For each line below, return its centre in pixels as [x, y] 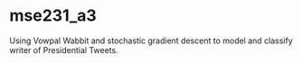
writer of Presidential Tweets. [64, 49]
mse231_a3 [53, 16]
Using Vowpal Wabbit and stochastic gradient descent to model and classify [151, 40]
